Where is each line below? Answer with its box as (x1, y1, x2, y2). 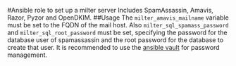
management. (7, 51, 48, 59)
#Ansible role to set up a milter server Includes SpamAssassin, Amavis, (7, 6, 213, 14)
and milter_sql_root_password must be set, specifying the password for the (7, 28, 228, 37)
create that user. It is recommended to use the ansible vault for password (7, 44, 220, 51)
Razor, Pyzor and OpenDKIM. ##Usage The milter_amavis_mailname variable (7, 13, 229, 22)
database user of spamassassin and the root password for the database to (7, 36, 224, 44)
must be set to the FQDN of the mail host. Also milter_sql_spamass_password (7, 21, 229, 29)
